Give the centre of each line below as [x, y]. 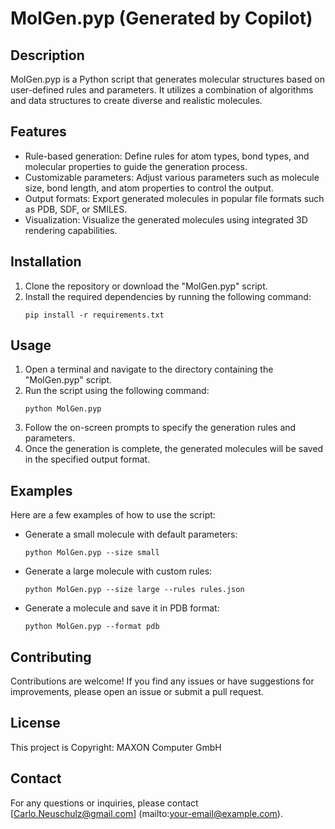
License [35, 723]
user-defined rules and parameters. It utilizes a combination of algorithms [162, 90]
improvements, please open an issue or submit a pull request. [137, 692]
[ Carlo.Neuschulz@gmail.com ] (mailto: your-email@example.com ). [146, 813]
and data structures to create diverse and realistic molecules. [136, 100]
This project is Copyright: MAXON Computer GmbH [116, 747]
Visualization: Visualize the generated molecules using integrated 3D [166, 219]
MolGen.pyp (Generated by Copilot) [161, 18]
